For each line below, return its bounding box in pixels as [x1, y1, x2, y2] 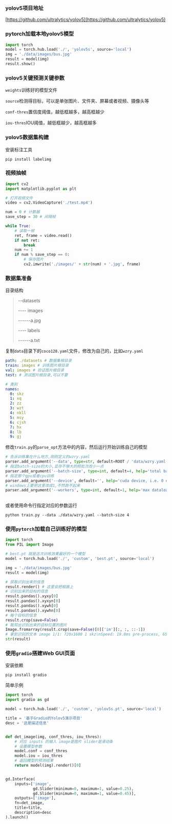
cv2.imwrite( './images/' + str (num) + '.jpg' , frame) [24, 262, 141, 267]
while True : [5, 224, 31, 229]
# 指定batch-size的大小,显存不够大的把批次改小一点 [5, 464, 104, 469]
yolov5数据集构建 [5, 134, 49, 141]
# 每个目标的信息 [5, 613, 37, 618]
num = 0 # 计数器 [5, 209, 40, 215]
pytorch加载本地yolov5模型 [5, 30, 74, 37]
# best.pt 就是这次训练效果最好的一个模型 [5, 551, 85, 557]
